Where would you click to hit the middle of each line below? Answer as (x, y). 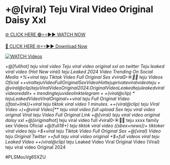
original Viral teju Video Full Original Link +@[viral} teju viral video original (83, 115)
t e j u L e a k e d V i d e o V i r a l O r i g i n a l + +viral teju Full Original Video (67, 98)
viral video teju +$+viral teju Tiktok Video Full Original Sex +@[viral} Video (83, 131)
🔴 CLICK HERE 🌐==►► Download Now (46, 46)
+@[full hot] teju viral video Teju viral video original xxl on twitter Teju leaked (85, 66)
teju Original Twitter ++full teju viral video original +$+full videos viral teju (82, 136)
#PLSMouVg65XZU (26, 157)
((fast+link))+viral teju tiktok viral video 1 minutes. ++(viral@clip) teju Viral (82, 104)
